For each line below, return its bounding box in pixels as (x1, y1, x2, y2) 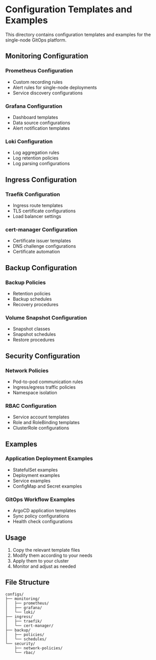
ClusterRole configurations (12, 425, 70, 431)
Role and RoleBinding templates (12, 419, 80, 426)
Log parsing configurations (12, 161, 70, 167)
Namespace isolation (12, 389, 57, 395)
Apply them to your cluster (12, 557, 69, 564)
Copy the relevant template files (12, 547, 80, 553)
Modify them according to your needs (12, 552, 93, 558)
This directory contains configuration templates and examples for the (5, 31, 151, 37)
